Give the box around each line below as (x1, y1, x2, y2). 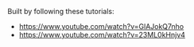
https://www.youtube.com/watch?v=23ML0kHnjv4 (18, 31, 186, 39)
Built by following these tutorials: (7, 7, 114, 16)
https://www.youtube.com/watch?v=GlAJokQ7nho (18, 22, 184, 31)
